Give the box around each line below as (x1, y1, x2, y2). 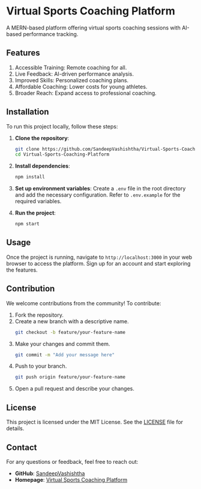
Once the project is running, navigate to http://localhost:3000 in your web (6, 254, 193, 261)
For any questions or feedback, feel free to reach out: (6, 458, 139, 465)
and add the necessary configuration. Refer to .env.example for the (14, 191, 181, 199)
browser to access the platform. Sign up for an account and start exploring (6, 260, 191, 267)
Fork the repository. (14, 311, 64, 318)
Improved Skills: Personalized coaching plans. (14, 76, 129, 84)
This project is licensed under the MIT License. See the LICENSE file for (6, 419, 184, 426)
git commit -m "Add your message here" (14, 351, 115, 358)
